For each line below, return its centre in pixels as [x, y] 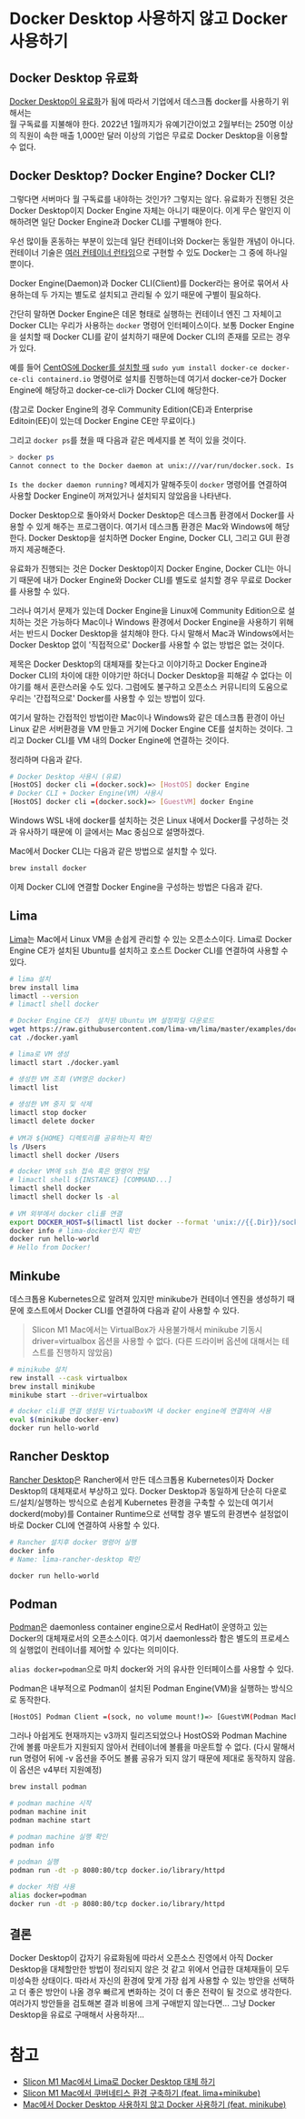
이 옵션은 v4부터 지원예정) [56, 1770]
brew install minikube [52, 1386]
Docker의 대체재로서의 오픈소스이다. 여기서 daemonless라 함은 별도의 [134, 1639]
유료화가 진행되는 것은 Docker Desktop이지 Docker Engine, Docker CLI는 [142, 568]
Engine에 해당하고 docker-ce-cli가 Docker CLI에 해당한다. [114, 390]
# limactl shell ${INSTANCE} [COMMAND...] [91, 1180]
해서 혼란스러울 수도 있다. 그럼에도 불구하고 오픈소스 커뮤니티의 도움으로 [161, 687]
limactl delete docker [52, 1121]
